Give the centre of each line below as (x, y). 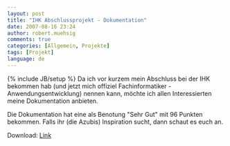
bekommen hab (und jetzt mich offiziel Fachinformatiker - (89, 86)
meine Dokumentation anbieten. (53, 101)
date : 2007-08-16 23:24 (42, 26)
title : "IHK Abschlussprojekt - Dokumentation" (77, 20)
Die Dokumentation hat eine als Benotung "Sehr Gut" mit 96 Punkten (105, 114)
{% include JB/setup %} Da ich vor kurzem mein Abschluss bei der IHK (109, 79)
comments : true (29, 40)
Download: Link (29, 135)
